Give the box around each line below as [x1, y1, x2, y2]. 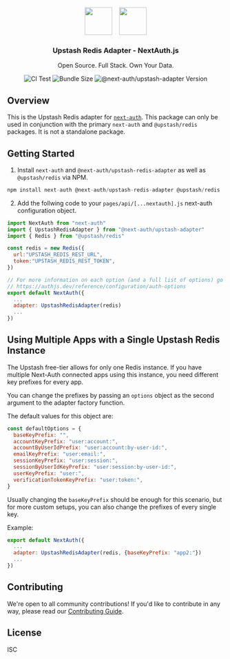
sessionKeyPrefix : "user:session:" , [13, 457, 118, 465]
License [7, 627, 42, 639]
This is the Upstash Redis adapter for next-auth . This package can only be [7, 113, 218, 121]
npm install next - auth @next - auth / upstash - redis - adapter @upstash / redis [7, 186, 220, 193]
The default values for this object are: [7, 412, 114, 420]
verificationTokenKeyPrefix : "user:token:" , [13, 476, 143, 483]
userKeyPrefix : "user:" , [13, 469, 85, 477]
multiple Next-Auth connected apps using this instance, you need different [7, 370, 219, 378]
